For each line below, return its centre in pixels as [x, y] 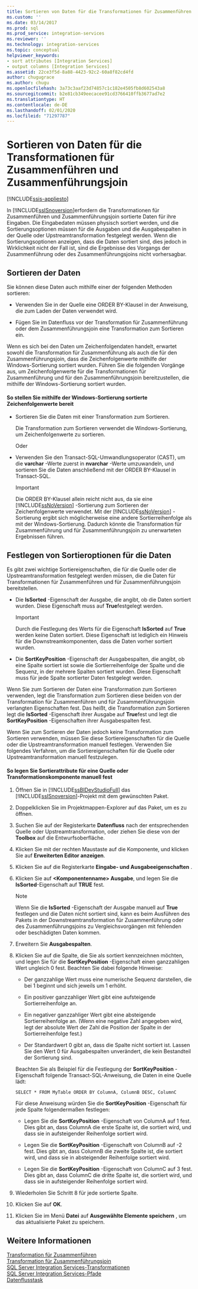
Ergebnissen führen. [40, 537]
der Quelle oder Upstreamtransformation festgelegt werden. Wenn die [92, 235]
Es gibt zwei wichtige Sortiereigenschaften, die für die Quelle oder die [91, 569]
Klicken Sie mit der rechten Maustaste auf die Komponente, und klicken [102, 850]
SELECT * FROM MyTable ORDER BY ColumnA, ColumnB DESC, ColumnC [96, 1093]
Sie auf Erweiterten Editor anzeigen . [60, 855]
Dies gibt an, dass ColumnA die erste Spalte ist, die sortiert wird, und [108, 1127]
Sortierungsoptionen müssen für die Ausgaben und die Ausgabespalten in [97, 229]
